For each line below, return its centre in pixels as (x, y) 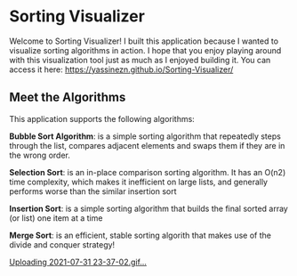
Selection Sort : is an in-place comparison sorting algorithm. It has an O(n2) (148, 172)
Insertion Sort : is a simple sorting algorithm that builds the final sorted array (149, 208)
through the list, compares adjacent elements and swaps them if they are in (147, 145)
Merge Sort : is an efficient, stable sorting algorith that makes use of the (140, 235)
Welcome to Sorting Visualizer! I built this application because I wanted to (144, 41)
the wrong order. (40, 155)
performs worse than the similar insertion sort (93, 191)
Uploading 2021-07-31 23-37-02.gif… (78, 262)
